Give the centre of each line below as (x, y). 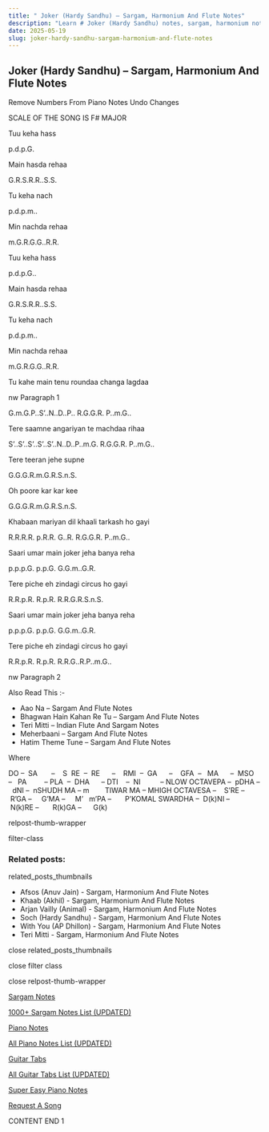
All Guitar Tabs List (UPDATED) (59, 1074)
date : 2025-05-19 (37, 30)
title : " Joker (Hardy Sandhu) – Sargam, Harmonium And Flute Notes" (127, 16)
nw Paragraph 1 (34, 398)
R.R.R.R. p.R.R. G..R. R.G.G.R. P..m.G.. (69, 537)
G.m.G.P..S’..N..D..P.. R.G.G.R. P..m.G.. (70, 413)
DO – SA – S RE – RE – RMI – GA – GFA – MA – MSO (131, 774)
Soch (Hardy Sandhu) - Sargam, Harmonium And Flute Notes (120, 918)
